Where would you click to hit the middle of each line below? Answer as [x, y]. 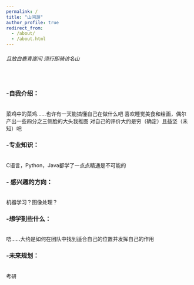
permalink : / [22, 11]
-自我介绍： [23, 94]
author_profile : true [33, 22]
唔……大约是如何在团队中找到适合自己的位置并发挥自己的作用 [80, 239]
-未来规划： [23, 256]
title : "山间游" [25, 17]
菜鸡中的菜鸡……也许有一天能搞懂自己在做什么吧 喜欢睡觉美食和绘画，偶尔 [96, 114]
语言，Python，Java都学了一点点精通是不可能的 [68, 165]
